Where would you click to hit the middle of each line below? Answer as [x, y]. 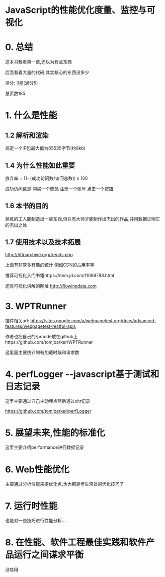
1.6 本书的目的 [27, 206]
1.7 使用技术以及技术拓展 [43, 242]
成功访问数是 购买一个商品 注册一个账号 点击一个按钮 [59, 189]
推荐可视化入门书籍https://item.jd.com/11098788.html [60, 275]
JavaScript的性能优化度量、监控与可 [80, 10]
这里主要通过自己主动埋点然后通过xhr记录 [48, 401]
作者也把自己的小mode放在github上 [41, 336]
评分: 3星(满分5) [22, 83]
